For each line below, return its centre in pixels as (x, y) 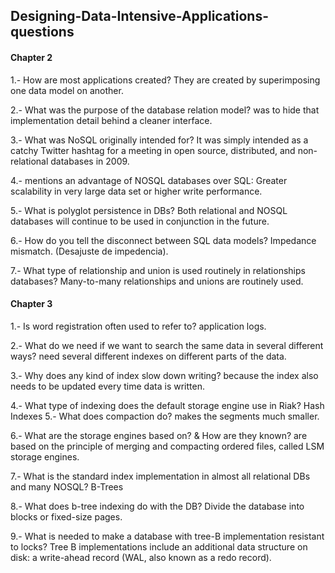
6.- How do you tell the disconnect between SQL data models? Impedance (163, 240)
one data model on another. (67, 90)
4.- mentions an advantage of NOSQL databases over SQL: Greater (149, 180)
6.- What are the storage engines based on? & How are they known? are (159, 435)
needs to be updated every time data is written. (107, 386)
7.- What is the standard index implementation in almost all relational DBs (160, 476)
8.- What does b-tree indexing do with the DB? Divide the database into (157, 506)
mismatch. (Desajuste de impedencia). (89, 251)
